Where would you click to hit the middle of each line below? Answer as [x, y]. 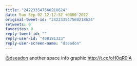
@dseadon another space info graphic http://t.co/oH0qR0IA [68, 58]
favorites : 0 [19, 29]
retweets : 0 [18, 24]
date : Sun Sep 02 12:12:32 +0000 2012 [47, 15]
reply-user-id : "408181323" [35, 39]
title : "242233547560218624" [36, 10]
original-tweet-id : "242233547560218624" [50, 19]
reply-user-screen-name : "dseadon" [43, 43]
